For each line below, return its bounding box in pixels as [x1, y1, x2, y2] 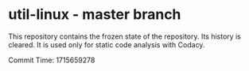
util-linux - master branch [8, 6, 181, 24]
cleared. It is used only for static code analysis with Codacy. [8, 39, 205, 49]
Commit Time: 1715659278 [8, 55, 95, 65]
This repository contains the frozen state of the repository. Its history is [8, 32, 241, 41]
